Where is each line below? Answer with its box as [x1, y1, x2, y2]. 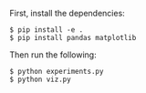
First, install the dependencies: [9, 8, 125, 18]
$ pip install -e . [9, 26, 84, 35]
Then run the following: [9, 49, 98, 60]
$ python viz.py [9, 75, 71, 84]
